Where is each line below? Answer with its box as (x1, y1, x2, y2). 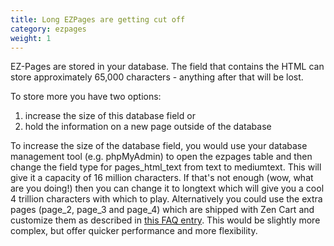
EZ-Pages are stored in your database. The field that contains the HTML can (10, 61, 325, 73)
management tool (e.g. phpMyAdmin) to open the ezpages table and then (10, 151, 313, 163)
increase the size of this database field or (24, 110, 196, 122)
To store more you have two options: (10, 91, 162, 103)
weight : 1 (10, 33, 52, 43)
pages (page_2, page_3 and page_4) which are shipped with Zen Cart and (10, 204, 315, 216)
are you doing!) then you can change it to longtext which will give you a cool (10, 182, 325, 195)
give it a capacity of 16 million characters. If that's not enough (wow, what (10, 172, 314, 184)
